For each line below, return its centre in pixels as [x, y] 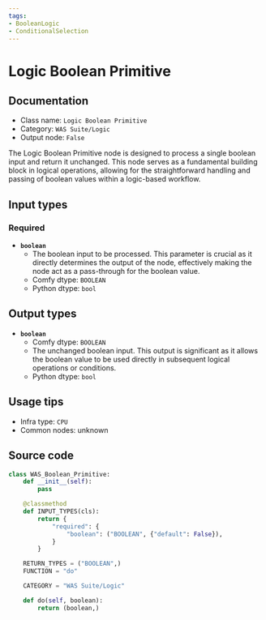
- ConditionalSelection [49, 31]
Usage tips [36, 402]
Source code [41, 456]
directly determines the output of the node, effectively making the [142, 263]
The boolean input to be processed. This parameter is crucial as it [142, 254]
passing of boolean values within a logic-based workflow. [105, 179]
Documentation [49, 101]
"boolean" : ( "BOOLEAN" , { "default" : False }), [144, 534]
